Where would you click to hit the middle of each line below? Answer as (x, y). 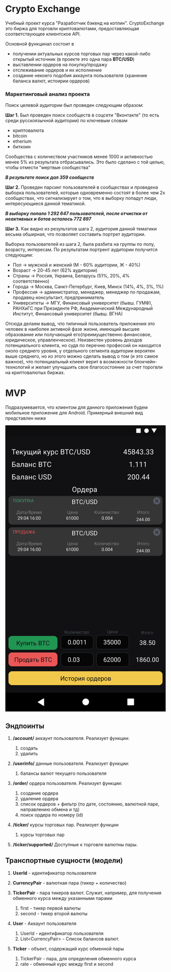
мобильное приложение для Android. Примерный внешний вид (74, 413)
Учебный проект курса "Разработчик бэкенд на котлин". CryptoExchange (85, 23)
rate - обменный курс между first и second (67, 964)
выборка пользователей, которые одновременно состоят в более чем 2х (85, 193)
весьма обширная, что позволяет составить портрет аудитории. (76, 234)
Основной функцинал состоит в (40, 43)
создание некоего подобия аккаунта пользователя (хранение (80, 75)
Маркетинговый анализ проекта (48, 94)
